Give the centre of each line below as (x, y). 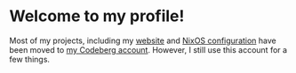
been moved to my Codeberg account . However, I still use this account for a (148, 49)
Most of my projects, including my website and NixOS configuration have (143, 40)
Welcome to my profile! (97, 16)
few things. (30, 59)
